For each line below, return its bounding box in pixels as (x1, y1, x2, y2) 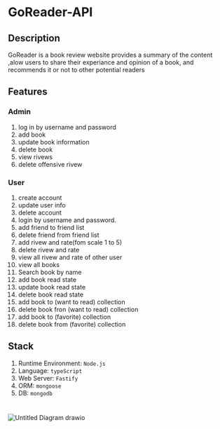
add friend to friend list (18, 223, 85, 231)
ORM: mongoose (18, 381, 62, 390)
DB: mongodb (18, 388, 53, 397)
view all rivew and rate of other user (18, 253, 123, 261)
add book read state (18, 275, 76, 284)
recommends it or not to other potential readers (8, 66, 146, 74)
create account (18, 193, 62, 202)
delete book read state (18, 290, 83, 299)
